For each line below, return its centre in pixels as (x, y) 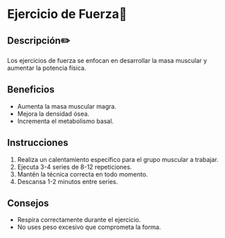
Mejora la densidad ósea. (53, 113)
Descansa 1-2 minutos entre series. (67, 181)
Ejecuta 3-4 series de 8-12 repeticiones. (74, 167)
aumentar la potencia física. (47, 68)
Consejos (28, 203)
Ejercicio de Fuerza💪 (67, 14)
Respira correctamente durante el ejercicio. (79, 220)
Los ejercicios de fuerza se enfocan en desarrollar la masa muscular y (107, 61)
